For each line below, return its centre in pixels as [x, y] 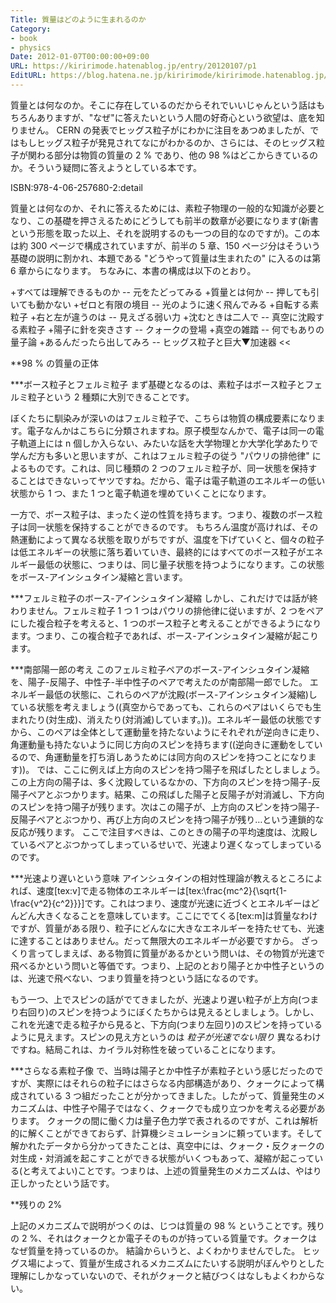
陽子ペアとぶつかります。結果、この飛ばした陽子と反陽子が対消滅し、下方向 [167, 794]
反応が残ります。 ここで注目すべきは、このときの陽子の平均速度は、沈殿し [164, 832]
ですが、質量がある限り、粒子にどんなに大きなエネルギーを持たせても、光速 [167, 928]
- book [24, 38]
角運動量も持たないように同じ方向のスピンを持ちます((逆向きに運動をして [162, 744]
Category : [31, 29]
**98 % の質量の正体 [55, 363]
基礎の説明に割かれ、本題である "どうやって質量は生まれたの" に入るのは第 [166, 258]
